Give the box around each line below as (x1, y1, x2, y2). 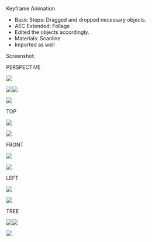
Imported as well (14, 41, 55, 48)
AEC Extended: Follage (14, 23, 70, 29)
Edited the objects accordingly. (14, 29, 89, 36)
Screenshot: (6, 53, 36, 59)
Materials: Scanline (14, 35, 61, 42)
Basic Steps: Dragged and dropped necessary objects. (14, 16, 147, 23)
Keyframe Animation (6, 5, 56, 12)
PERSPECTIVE (6, 64, 41, 71)
